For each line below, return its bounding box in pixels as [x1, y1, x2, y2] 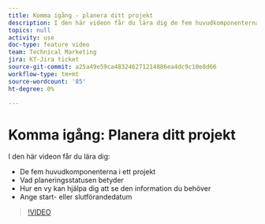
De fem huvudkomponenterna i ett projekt [19, 167, 156, 177]
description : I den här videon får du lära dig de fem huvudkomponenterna [8, 19, 259, 27]
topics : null [8, 26, 51, 34]
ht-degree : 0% [8, 84, 55, 93]
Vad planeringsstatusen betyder [19, 175, 125, 185]
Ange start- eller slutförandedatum [19, 192, 132, 202]
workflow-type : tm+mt [8, 70, 80, 78]
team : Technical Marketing [8, 48, 97, 56]
